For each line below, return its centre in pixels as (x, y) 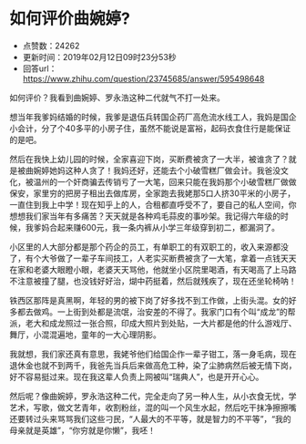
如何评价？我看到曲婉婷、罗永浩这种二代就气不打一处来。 (117, 98)
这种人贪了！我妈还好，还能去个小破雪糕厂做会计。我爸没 (173, 170)
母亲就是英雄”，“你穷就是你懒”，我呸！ (83, 430)
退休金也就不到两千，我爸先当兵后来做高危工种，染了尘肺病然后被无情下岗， (153, 365)
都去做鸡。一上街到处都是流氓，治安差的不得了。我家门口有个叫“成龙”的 (153, 312)
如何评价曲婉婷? (70, 19)
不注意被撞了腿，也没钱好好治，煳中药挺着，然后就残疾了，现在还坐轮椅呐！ (153, 281)
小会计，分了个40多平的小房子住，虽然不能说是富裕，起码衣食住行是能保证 (150, 128)
